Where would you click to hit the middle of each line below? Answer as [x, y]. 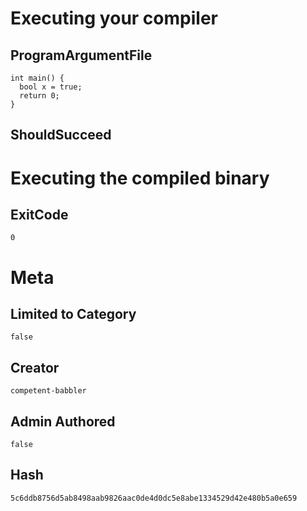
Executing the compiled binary [140, 178]
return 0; [39, 96]
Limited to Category [73, 313]
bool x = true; [51, 87]
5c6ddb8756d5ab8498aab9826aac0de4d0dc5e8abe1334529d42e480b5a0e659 [154, 498]
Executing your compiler [114, 18]
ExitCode [39, 214]
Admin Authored [63, 421]
